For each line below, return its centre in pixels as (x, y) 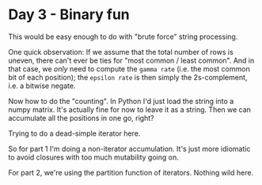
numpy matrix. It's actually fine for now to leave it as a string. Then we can (130, 110)
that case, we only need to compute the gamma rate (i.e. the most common (129, 68)
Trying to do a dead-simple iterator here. (74, 133)
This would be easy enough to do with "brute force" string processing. (123, 37)
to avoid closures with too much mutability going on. (94, 157)
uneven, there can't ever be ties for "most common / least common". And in (131, 60)
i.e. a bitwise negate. (42, 86)
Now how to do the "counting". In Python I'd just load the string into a (121, 101)
